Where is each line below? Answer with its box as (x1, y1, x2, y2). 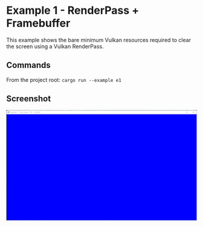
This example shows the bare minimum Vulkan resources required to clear (6, 36, 192, 43)
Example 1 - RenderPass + (6, 4, 140, 17)
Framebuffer (6, 16, 71, 30)
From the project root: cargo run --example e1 (6, 76, 122, 83)
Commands (6, 60, 51, 70)
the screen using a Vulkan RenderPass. (6, 43, 104, 50)
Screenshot (6, 94, 51, 104)
